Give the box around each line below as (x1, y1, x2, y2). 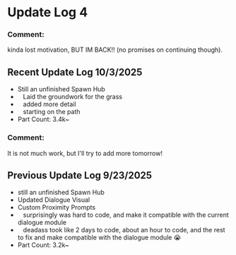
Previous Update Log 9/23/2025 (7, 169, 153, 181)
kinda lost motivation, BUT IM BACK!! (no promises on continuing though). (7, 45, 223, 54)
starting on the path (23, 108, 81, 116)
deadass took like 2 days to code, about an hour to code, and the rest (23, 226, 225, 234)
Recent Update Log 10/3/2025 (7, 66, 143, 78)
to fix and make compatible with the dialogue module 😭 (17, 233, 182, 242)
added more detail (23, 100, 76, 108)
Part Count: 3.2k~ (17, 241, 69, 249)
